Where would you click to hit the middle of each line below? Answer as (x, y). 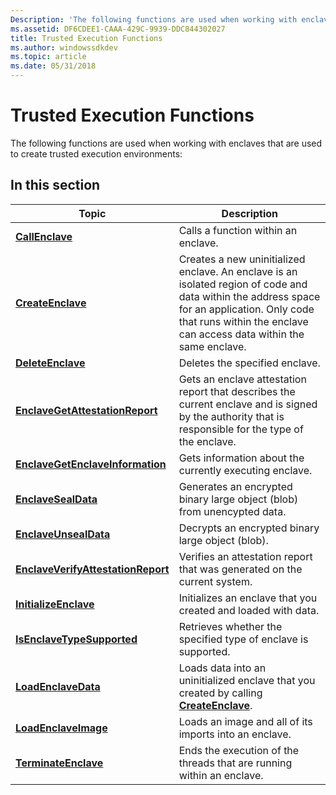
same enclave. (212, 346)
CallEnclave (44, 236)
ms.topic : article (48, 57)
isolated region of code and (243, 284)
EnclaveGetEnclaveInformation (91, 464)
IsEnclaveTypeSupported (76, 639)
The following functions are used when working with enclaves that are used (166, 143)
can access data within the (241, 334)
